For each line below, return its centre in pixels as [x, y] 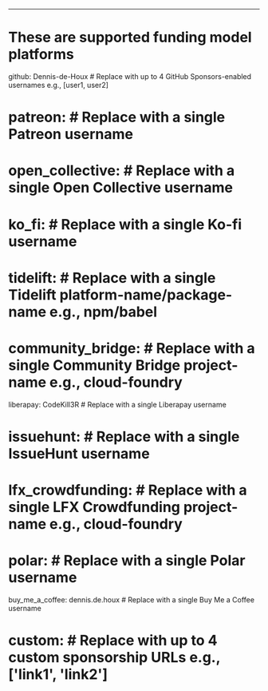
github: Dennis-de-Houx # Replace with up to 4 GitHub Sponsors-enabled [130, 76]
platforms [41, 55]
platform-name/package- [146, 294]
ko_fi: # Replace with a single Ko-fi [125, 224]
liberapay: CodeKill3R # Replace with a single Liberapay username [118, 404]
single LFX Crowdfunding [95, 507]
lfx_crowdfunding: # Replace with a [128, 490]
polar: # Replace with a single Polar [127, 561]
